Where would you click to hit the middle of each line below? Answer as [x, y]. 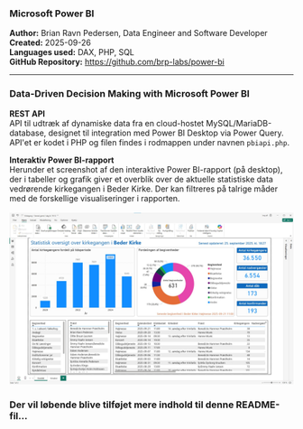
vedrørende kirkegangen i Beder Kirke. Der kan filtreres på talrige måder [143, 189]
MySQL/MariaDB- [239, 123]
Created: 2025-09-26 [50, 42]
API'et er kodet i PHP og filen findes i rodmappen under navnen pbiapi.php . [150, 142]
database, [28, 133]
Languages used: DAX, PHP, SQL [72, 52]
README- [258, 405]
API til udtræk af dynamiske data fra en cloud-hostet [107, 123]
